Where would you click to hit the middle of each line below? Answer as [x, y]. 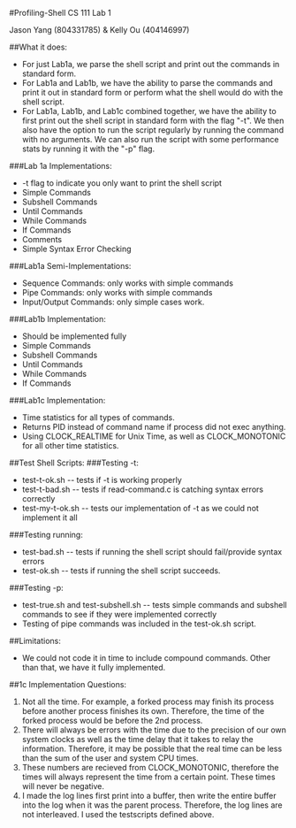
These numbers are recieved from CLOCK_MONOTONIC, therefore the [150, 767]
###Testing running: [46, 535]
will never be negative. [63, 786]
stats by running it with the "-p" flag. [88, 149]
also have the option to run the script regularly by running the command [153, 130]
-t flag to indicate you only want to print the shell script [122, 183]
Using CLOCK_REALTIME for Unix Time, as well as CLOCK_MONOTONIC [154, 436]
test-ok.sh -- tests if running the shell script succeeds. [121, 571]
